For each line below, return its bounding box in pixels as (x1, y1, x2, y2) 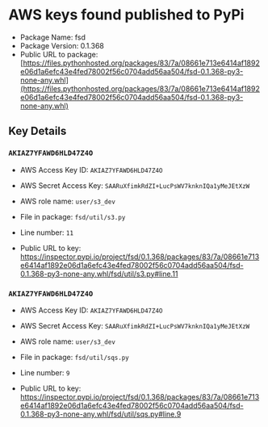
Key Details (8, 124, 67, 138)
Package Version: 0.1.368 (19, 40, 105, 50)
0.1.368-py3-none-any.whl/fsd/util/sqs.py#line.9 (19, 409, 182, 419)
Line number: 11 (19, 228, 74, 237)
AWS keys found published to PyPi (8, 6, 245, 24)
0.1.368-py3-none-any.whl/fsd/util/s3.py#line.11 (19, 269, 178, 278)
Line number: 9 (19, 367, 70, 377)
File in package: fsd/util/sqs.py (19, 352, 129, 362)
